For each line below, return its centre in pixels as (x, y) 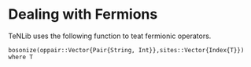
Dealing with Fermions (83, 14)
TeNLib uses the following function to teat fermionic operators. (110, 36)
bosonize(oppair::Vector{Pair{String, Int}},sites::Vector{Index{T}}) (126, 50)
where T (21, 57)
